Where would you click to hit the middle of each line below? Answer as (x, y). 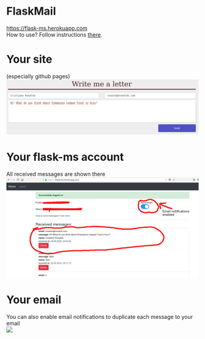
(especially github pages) (38, 76)
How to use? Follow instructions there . (54, 34)
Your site (29, 60)
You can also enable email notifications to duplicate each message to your (100, 316)
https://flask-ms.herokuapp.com (47, 28)
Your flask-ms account (65, 157)
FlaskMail (31, 11)
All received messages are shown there (56, 174)
